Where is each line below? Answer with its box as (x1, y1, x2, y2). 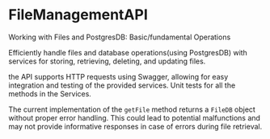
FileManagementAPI (8, 6, 148, 24)
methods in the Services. (8, 88, 91, 98)
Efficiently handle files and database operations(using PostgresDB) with (8, 47, 248, 57)
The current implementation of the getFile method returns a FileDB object (8, 104, 256, 114)
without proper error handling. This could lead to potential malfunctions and (8, 112, 261, 122)
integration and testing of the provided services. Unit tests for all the (8, 80, 236, 90)
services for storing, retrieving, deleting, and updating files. (8, 56, 206, 66)
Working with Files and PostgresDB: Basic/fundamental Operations (8, 32, 231, 42)
